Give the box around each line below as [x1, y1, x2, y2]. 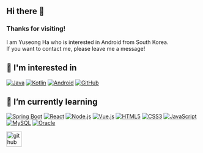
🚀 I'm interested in [6, 62, 77, 73]
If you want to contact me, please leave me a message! [6, 45, 146, 52]
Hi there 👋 [6, 6, 45, 17]
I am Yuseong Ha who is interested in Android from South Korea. [6, 38, 169, 46]
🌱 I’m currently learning [6, 96, 98, 107]
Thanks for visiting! [6, 24, 66, 33]
